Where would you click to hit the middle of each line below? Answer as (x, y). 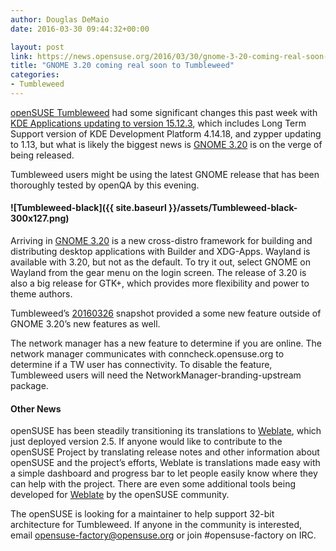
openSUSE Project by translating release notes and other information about (165, 452)
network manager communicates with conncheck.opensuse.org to (147, 354)
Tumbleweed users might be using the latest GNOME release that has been (165, 174)
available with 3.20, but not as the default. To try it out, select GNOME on (160, 262)
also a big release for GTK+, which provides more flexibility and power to (160, 283)
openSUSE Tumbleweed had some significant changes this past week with (164, 112)
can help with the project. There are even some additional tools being (153, 484)
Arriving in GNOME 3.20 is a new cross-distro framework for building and (161, 241)
